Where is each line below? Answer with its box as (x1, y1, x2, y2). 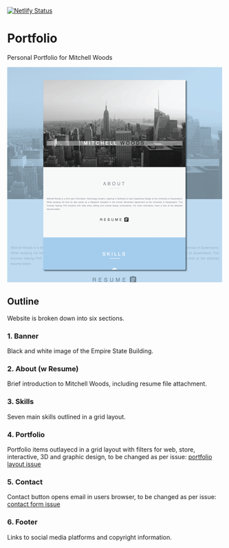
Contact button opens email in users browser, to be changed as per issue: (7, 493, 217, 501)
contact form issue (7, 500, 61, 509)
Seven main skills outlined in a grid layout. (7, 412, 126, 421)
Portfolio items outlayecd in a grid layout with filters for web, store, (7, 445, 196, 454)
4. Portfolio (7, 430, 45, 439)
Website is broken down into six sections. (7, 314, 125, 322)
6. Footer (7, 517, 38, 527)
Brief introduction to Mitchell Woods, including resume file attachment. (7, 379, 208, 388)
